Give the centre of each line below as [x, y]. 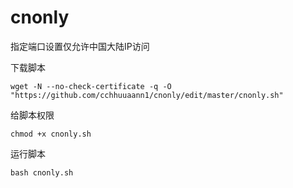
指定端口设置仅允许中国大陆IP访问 [80, 46]
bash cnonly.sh [42, 172]
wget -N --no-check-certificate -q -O [91, 86]
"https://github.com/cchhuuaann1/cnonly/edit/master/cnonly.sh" [147, 95]
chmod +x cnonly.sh [51, 134]
